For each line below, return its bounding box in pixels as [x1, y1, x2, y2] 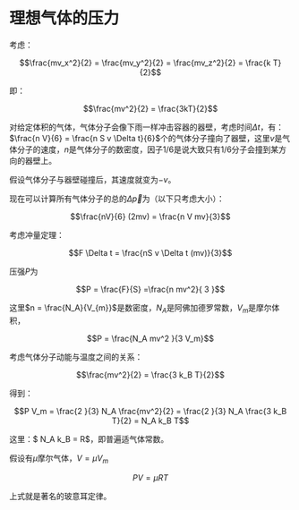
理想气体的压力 [9, 8, 120, 29]
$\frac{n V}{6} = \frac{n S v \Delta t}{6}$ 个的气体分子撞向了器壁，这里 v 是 [9, 132, 283, 143]
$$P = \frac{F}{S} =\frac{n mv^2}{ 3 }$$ [75, 284, 226, 294]
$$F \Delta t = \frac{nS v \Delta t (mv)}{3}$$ [68, 247, 233, 258]
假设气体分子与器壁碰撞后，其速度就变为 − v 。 [9, 174, 176, 184]
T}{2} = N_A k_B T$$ [111, 415, 190, 426]
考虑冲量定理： [9, 229, 64, 240]
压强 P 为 [9, 266, 38, 276]
